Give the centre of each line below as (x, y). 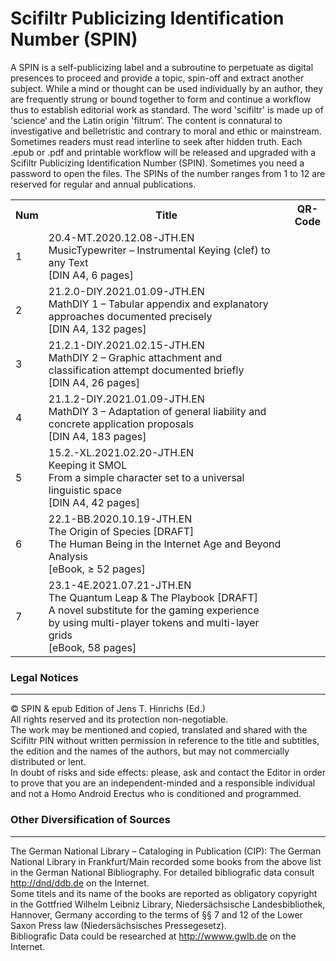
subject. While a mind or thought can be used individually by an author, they (167, 88)
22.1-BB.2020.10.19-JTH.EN (120, 519)
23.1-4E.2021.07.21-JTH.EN (120, 585)
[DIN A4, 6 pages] (91, 275)
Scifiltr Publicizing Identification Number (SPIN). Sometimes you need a (157, 163)
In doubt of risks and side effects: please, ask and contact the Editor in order (168, 773)
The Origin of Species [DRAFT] (121, 531)
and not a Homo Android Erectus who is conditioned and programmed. (156, 794)
